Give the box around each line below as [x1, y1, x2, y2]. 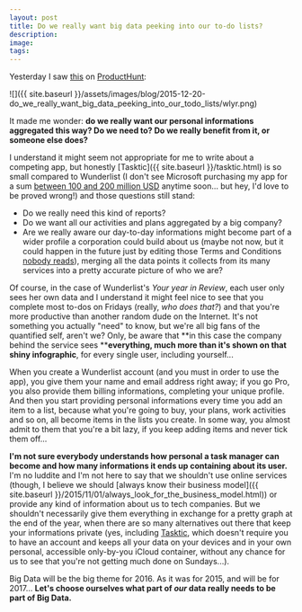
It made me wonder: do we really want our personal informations [9, 116, 254, 127]
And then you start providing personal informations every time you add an [9, 395, 283, 406]
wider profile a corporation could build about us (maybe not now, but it [22, 236, 284, 247]
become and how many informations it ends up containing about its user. [9, 460, 288, 472]
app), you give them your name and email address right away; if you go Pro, [9, 377, 290, 387]
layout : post [9, 13, 58, 22]
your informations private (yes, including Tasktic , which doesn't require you [9, 528, 289, 538]
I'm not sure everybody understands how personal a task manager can [9, 451, 280, 462]
